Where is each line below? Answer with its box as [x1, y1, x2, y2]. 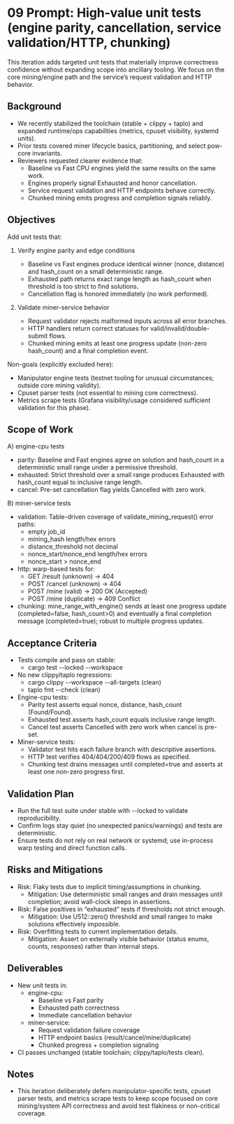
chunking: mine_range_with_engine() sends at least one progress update [17, 602, 227, 610]
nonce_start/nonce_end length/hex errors [27, 550, 148, 558]
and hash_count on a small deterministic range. [27, 267, 164, 275]
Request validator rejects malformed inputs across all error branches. [27, 317, 228, 325]
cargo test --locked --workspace [27, 664, 124, 672]
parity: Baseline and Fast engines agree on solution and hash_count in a [17, 455, 225, 464]
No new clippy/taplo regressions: [17, 671, 113, 679]
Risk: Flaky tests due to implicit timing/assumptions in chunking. [17, 882, 202, 891]
